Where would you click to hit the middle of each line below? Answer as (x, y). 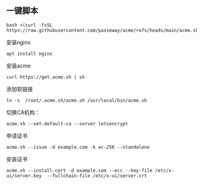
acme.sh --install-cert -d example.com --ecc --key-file (79, 171)
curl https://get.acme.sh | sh (46, 77)
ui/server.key (24, 176)
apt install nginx (29, 54)
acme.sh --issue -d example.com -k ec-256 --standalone (78, 147)
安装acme (19, 66)
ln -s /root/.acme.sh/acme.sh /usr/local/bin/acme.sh (77, 100)
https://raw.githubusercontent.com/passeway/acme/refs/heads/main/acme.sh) (104, 30)
